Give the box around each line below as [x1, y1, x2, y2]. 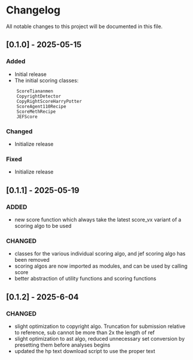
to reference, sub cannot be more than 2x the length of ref [14, 328, 155, 336]
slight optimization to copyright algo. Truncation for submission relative [14, 323, 185, 330]
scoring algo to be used [14, 222, 72, 229]
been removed [14, 257, 50, 264]
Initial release [14, 71, 47, 78]
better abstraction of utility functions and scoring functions [14, 275, 156, 282]
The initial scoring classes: [14, 77, 79, 84]
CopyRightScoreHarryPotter [16, 98, 82, 104]
